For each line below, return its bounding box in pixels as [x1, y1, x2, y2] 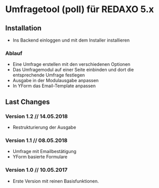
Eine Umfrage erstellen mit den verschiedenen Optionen [12, 61, 131, 67]
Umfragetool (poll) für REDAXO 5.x [5, 4, 154, 15]
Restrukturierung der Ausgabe [12, 124, 76, 130]
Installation [5, 24, 42, 32]
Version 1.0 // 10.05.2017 [5, 166, 68, 173]
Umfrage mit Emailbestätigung [12, 148, 77, 155]
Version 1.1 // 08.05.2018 [5, 137, 68, 144]
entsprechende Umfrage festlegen [12, 72, 85, 78]
